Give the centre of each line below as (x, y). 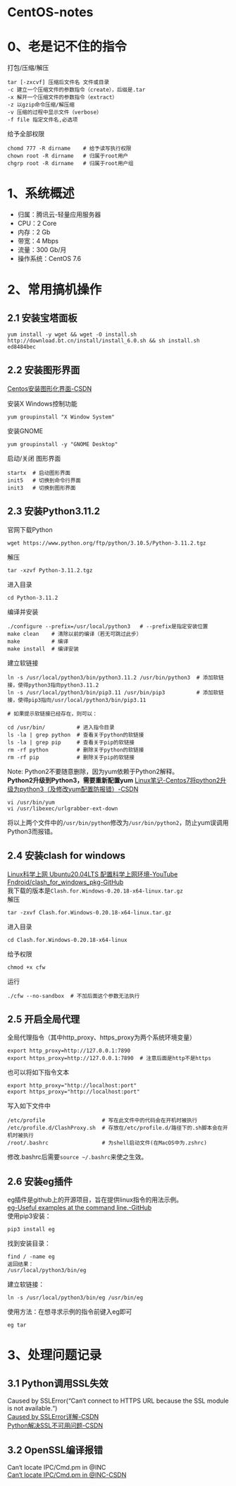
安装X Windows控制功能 (42, 404)
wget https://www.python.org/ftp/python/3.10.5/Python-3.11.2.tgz (107, 543)
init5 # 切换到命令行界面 (44, 481)
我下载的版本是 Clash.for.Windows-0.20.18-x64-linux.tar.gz (95, 890)
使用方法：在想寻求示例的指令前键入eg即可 (70, 1312)
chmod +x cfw (26, 967)
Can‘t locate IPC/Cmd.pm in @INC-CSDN (67, 1475)
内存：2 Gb (34, 232)
